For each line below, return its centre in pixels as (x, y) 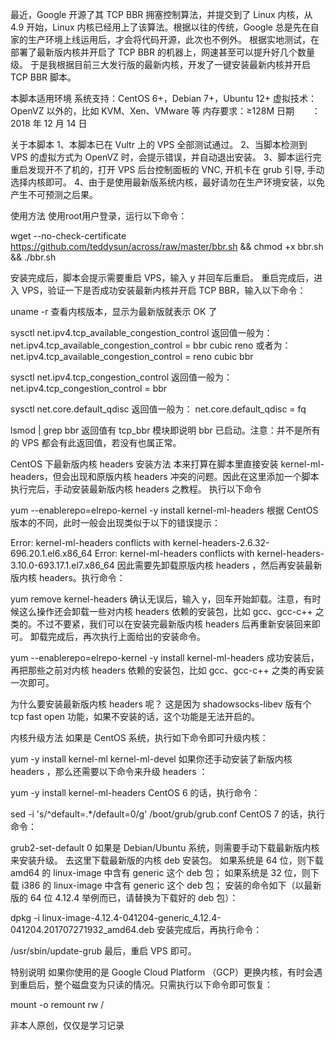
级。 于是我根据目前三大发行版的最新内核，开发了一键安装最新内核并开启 (160, 64)
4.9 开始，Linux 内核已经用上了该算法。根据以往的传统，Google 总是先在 (160, 27)
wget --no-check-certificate (68, 236)
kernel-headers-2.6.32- (221, 542)
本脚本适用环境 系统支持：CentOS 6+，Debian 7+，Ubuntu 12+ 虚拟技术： (163, 98)
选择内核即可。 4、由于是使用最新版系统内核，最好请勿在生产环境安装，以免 (167, 182)
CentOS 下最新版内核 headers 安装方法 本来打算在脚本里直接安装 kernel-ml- (167, 464)
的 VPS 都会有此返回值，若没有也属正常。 (96, 442)
